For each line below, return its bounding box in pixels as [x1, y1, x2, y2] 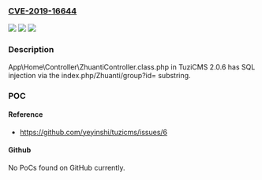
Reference [8, 110, 43, 119]
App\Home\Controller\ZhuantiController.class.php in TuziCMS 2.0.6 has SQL [8, 62, 256, 72]
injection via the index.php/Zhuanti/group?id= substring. [8, 70, 191, 80]
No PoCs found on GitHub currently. [8, 163, 125, 172]
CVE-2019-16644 [8, 6, 77, 17]
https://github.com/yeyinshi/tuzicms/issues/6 [19, 127, 168, 137]
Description [8, 44, 54, 55]
